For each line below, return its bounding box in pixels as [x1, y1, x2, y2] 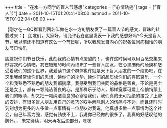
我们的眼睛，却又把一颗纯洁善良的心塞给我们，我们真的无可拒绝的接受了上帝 [5, 93, 162, 98]
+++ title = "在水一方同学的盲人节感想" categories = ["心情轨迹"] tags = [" [5, 4, 157, 10]
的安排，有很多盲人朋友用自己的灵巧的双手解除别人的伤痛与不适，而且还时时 [5, 99, 162, 105]
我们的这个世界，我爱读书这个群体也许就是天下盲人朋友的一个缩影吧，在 [13, 68, 162, 73]
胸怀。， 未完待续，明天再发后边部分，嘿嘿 [5, 118, 91, 123]
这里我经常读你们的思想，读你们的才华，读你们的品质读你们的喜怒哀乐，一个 [5, 74, 162, 80]
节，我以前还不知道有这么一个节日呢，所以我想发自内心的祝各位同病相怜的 [5, 39, 158, 45]
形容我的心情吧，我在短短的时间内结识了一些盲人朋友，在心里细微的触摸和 [5, 62, 158, 67]
